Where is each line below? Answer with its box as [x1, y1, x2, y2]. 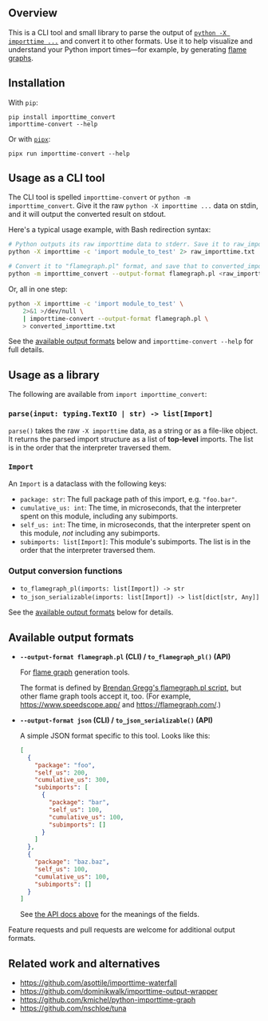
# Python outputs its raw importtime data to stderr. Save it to [8, 240, 230, 249]
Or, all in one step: [8, 284, 68, 294]
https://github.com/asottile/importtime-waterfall [19, 978, 178, 987]
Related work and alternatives [8, 956, 161, 971]
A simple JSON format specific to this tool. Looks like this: [19, 731, 211, 740]
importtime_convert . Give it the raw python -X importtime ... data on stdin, [8, 201, 259, 210]
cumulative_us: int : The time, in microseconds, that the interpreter [19, 502, 242, 512]
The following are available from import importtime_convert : [8, 390, 207, 399]
